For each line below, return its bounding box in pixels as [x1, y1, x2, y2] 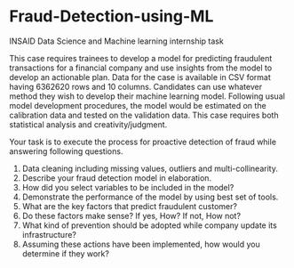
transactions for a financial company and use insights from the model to [9, 62, 273, 73]
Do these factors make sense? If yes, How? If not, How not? [21, 210, 242, 221]
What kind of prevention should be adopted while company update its [21, 220, 277, 231]
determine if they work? [21, 248, 109, 259]
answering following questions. [9, 145, 123, 157]
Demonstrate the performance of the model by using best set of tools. [21, 191, 279, 202]
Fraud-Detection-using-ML [9, 6, 214, 27]
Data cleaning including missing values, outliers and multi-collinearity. [21, 163, 278, 174]
